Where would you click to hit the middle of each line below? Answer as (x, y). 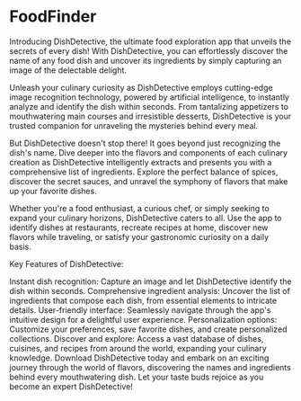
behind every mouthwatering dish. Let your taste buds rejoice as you (137, 377)
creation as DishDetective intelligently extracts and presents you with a (141, 162)
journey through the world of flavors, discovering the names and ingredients (150, 367)
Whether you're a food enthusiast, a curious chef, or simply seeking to (139, 208)
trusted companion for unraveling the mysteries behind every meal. (134, 125)
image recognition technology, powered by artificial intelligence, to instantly (150, 97)
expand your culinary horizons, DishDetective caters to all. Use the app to (146, 218)
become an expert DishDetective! (71, 386)
